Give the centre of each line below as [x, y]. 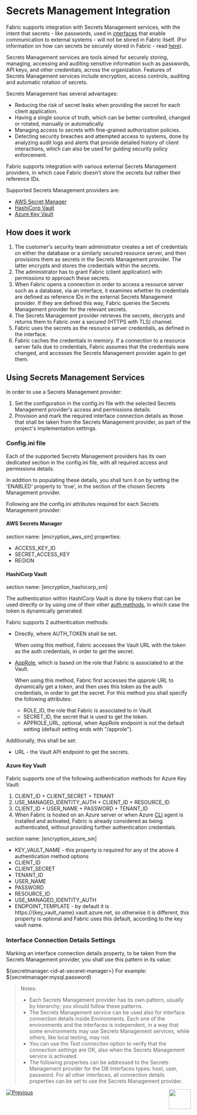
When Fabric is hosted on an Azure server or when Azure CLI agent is [99, 815]
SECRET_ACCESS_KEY [42, 554]
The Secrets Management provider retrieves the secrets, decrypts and [100, 315]
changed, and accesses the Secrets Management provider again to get [100, 353]
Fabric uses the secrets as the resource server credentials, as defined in [102, 328]
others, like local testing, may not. [70, 1037]
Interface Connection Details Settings [61, 940]
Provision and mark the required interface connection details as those [99, 416]
